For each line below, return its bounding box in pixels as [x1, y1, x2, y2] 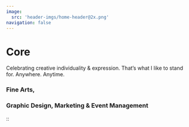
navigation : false [6, 19, 51, 25]
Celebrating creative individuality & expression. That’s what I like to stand [6, 64, 184, 71]
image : [6, 8, 22, 15]
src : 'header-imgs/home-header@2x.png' [11, 14, 110, 20]
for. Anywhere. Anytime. [6, 71, 65, 78]
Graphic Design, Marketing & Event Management [6, 102, 148, 110]
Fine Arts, [6, 86, 35, 94]
